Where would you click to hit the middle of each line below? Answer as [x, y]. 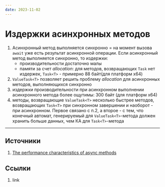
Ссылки [18, 168]
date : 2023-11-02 [23, 10]
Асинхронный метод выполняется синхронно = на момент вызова [82, 48]
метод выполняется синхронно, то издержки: [60, 58]
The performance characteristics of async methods [64, 153]
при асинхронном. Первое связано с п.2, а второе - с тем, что [78, 110]
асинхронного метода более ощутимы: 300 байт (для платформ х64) [85, 94]
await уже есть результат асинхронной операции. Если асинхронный [85, 53]
